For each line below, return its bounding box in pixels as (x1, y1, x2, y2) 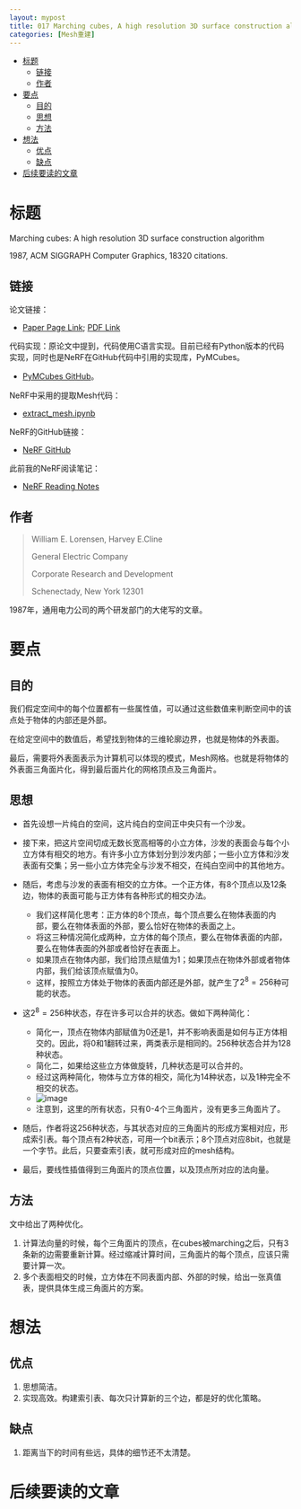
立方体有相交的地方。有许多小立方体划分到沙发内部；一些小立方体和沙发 (21, 848, 289, 859)
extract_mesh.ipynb (21, 408, 96, 419)
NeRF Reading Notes (21, 481, 100, 492)
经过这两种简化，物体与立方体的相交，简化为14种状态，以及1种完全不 (35, 1072, 291, 1082)
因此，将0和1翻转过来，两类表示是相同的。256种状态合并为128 (59, 1038, 291, 1049)
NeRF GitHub (21, 445, 72, 455)
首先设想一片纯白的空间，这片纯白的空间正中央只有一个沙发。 (21, 818, 251, 829)
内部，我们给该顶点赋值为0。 (35, 965, 143, 975)
